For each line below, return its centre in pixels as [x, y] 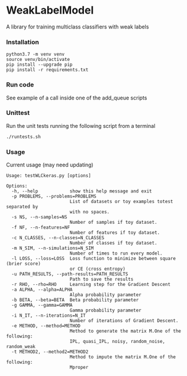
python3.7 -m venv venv [36, 54]
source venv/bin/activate [38, 60]
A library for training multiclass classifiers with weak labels [78, 27]
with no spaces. [90, 212]
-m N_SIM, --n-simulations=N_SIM [53, 248]
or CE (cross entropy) [98, 269]
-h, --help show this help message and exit [82, 191]
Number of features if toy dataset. [115, 233]
